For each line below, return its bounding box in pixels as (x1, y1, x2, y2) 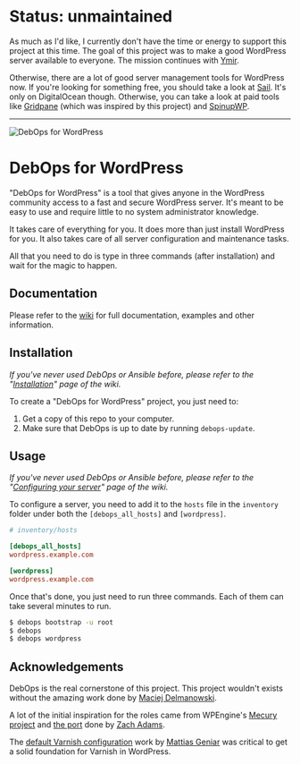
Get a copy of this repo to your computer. (21, 413, 175, 424)
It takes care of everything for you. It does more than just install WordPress (9, 224, 285, 234)
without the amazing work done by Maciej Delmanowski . (9, 692, 217, 703)
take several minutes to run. (9, 600, 112, 611)
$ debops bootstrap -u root (9, 617, 114, 627)
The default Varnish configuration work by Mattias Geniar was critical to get (9, 736, 288, 748)
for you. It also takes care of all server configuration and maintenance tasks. (9, 233, 290, 243)
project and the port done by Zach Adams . (9, 719, 165, 730)
